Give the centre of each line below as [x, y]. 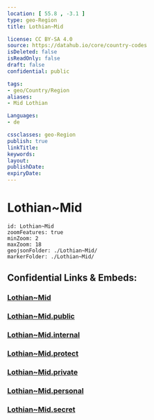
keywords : [22, 154]
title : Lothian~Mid [35, 26]
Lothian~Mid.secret [41, 409]
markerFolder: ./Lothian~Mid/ [51, 257]
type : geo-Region [32, 20]
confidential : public [38, 71]
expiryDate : [24, 174]
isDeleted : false [32, 52]
